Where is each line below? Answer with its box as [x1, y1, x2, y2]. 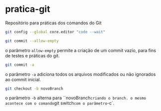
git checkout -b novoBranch [5, 86, 64, 91]
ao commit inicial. [5, 76, 41, 82]
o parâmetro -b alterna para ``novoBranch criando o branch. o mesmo [5, 95, 147, 101]
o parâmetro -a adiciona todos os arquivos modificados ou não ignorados [5, 71, 156, 77]
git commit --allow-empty [5, 38, 59, 43]
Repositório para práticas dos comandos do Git [5, 20, 102, 26]
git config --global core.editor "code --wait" [5, 29, 106, 34]
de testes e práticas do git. [5, 53, 60, 58]
